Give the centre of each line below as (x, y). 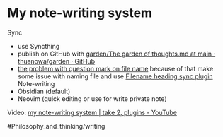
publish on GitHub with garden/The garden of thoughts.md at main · (116, 54)
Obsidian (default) (44, 91)
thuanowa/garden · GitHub (56, 61)
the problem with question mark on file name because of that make (115, 68)
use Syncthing (39, 46)
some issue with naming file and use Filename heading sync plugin (115, 76)
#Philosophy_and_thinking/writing (56, 126)
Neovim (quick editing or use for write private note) (92, 99)
